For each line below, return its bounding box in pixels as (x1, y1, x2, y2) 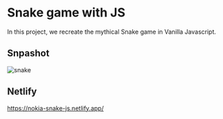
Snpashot (7, 47, 50, 59)
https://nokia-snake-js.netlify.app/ (7, 104, 105, 112)
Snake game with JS (7, 5, 126, 21)
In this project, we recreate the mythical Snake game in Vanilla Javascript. (7, 28, 217, 36)
